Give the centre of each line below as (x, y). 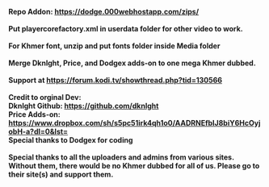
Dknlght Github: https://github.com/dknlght (84, 106)
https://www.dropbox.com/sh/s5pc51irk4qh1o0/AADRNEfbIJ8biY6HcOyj (134, 123)
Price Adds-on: (34, 114)
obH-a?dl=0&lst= (38, 131)
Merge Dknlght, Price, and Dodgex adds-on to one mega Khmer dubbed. (132, 63)
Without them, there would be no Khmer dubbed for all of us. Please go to (134, 166)
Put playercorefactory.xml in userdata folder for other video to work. (126, 29)
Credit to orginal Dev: (45, 97)
